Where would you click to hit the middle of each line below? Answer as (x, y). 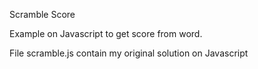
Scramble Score (42, 14)
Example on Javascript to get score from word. (106, 33)
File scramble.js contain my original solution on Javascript (129, 53)
